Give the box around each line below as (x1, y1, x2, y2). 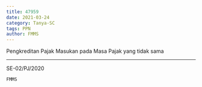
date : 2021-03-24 (6, 14, 50, 20)
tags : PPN (6, 25, 31, 32)
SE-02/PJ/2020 (6, 65, 44, 72)
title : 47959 (6, 8, 39, 15)
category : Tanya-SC (6, 20, 55, 26)
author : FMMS (6, 31, 39, 37)
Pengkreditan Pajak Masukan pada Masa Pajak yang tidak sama (6, 47, 164, 55)
